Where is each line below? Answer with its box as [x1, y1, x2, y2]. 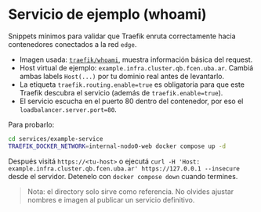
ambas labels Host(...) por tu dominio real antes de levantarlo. [19, 71, 225, 81]
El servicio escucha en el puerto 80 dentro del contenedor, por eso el [19, 96, 244, 106]
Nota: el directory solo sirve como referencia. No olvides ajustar [27, 186, 234, 196]
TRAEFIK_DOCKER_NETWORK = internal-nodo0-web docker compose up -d [8, 142, 226, 150]
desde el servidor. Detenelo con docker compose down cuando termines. [8, 171, 238, 181]
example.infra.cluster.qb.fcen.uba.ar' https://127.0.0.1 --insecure [8, 164, 241, 173]
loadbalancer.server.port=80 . [19, 104, 118, 114]
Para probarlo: [8, 120, 55, 129]
